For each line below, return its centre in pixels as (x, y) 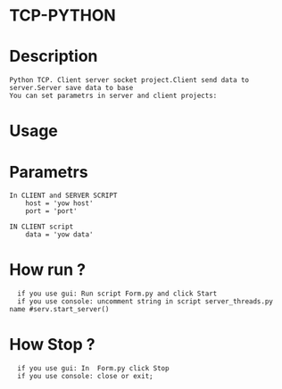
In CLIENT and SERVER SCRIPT (63, 196)
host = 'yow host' (59, 203)
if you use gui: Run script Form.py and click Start (117, 294)
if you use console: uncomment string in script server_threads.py (145, 302)
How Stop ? (52, 345)
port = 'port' (51, 211)
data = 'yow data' (59, 235)
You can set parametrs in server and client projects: (113, 96)
